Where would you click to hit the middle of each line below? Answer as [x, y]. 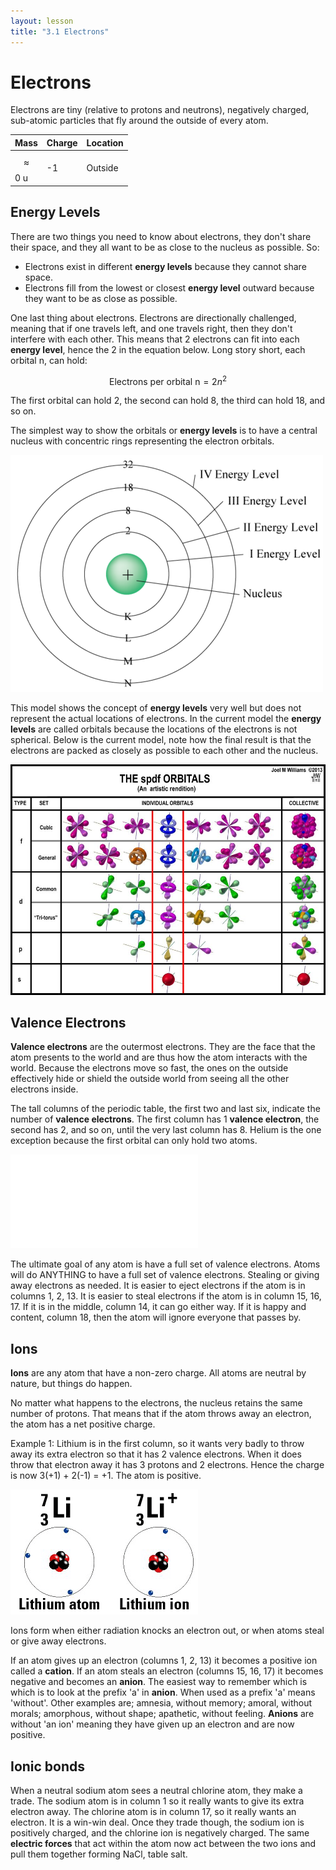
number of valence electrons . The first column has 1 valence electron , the [165, 1119]
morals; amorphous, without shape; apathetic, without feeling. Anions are [162, 1714]
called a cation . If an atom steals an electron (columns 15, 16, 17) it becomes [167, 1671]
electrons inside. [44, 1089]
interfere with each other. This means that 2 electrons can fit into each [155, 339]
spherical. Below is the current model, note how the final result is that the [161, 740]
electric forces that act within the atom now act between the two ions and [163, 1844]
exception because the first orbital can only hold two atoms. [134, 1141]
